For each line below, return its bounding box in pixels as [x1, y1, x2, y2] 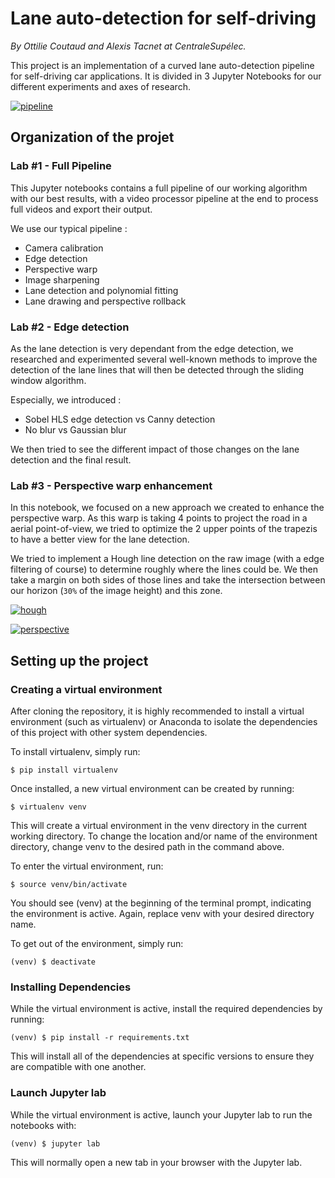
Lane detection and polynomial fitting [24, 284, 179, 296]
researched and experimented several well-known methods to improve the [10, 353, 318, 365]
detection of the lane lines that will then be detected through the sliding [10, 363, 305, 376]
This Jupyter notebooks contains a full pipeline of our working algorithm [10, 182, 308, 194]
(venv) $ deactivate [10, 957, 97, 967]
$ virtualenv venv [10, 802, 87, 812]
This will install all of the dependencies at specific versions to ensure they [10, 1050, 315, 1062]
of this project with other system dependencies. [10, 726, 208, 738]
